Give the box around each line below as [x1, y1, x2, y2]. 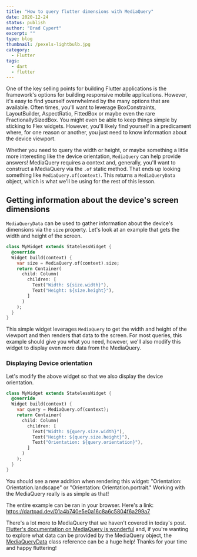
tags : [6, 58, 19, 64]
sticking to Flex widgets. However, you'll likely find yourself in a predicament [6, 123, 191, 130]
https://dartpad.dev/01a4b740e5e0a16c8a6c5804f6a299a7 [6, 507, 151, 515]
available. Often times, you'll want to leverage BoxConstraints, [6, 104, 156, 111]
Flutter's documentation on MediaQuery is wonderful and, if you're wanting [6, 525, 189, 532]
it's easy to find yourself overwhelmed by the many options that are [6, 98, 170, 105]
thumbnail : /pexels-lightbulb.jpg [6, 42, 91, 48]
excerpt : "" [6, 31, 35, 37]
